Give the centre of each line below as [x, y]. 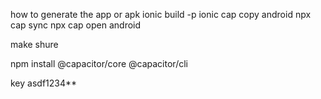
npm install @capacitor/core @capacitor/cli [99, 63]
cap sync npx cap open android [76, 25]
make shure [34, 44]
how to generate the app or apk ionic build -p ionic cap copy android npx [161, 14]
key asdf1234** [44, 83]
